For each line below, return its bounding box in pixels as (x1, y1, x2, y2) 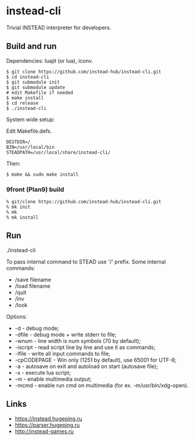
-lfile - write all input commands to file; (14, 350, 110, 357)
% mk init (6, 204, 31, 210)
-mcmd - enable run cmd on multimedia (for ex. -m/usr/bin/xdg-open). (14, 381, 189, 389)
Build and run (6, 41, 57, 51)
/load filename (14, 282, 51, 289)
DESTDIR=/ (6, 139, 31, 145)
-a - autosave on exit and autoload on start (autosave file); (14, 363, 158, 370)
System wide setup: (6, 115, 55, 123)
